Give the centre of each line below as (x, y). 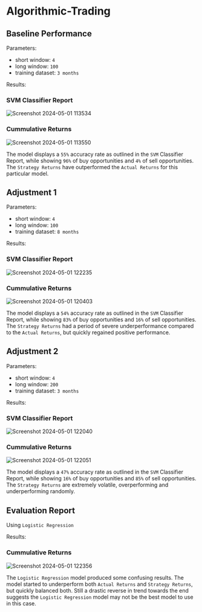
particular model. (28, 173)
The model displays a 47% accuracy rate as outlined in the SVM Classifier (95, 472)
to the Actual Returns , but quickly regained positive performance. (88, 332)
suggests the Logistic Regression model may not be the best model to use (100, 597)
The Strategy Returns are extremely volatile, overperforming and (87, 485)
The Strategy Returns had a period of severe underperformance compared (100, 326)
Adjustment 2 (32, 351)
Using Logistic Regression (40, 525)
